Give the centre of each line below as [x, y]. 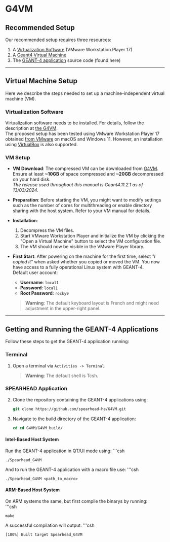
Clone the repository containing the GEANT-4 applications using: [80, 399]
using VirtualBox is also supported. [41, 145]
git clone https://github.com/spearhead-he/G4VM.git [69, 409]
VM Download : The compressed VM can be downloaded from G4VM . [85, 168]
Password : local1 [39, 288]
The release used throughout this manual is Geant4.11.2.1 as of [78, 185]
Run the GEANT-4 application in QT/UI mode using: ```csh [65, 451]
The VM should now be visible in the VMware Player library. [82, 247]
